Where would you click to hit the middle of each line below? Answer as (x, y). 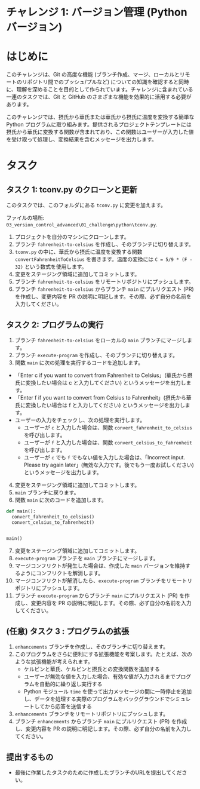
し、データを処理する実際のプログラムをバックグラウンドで (97, 699)
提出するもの (30, 757)
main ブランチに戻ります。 (47, 492)
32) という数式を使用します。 (51, 267)
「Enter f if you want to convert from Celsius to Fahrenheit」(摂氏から (101, 397)
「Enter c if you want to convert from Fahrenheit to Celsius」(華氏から (101, 375)
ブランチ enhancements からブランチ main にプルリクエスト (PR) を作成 (101, 722)
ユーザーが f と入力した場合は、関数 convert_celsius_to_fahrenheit (108, 442)
